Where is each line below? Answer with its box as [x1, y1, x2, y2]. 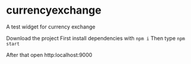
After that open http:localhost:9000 [6, 51, 93, 58]
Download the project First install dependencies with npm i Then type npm [6, 34, 185, 41]
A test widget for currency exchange [6, 23, 96, 30]
